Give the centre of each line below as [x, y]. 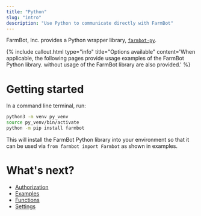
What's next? [40, 170]
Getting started [45, 89]
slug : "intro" [24, 17]
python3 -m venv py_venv [37, 117]
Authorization [32, 187]
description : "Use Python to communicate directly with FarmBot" [90, 23]
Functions [27, 200]
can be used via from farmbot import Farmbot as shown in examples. [92, 146]
